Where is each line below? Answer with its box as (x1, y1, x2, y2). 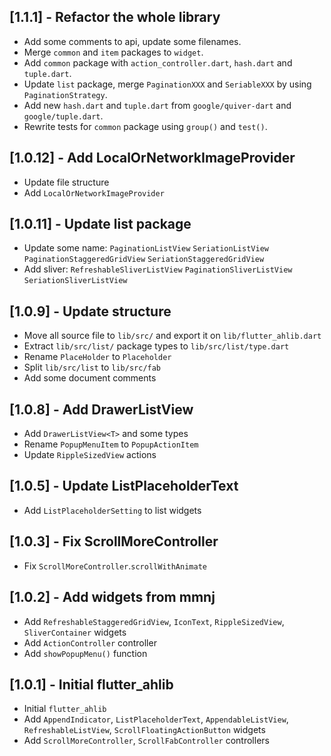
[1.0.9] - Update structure (9, 303, 172, 320)
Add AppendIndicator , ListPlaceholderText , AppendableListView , (23, 713, 289, 725)
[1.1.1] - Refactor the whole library (9, 9, 221, 26)
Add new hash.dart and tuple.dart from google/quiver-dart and (23, 99, 292, 111)
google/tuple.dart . (23, 110, 104, 122)
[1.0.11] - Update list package (9, 216, 192, 233)
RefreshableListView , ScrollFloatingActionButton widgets (23, 724, 266, 736)
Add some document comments (23, 372, 157, 384)
